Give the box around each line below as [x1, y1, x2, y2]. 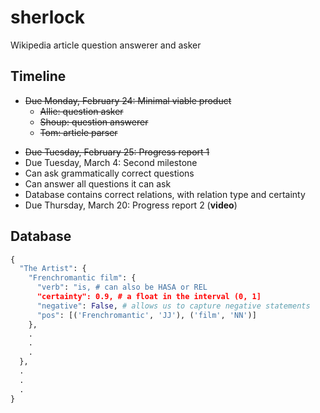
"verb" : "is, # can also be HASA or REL [36, 282, 208, 293]
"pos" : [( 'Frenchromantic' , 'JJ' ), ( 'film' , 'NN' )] [36, 310, 257, 320]
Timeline [10, 68, 67, 85]
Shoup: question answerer [39, 116, 149, 128]
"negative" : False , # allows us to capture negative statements [36, 301, 311, 311]
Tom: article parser [39, 126, 118, 138]
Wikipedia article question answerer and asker [10, 39, 202, 51]
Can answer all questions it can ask [24, 177, 172, 190]
